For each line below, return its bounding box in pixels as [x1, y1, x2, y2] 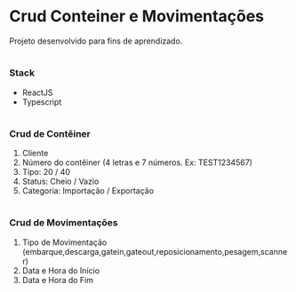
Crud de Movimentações [9, 217, 118, 229]
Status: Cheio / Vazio [21, 176, 100, 187]
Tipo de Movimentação [21, 237, 108, 248]
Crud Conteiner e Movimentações [9, 6, 265, 27]
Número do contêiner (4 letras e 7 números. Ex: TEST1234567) [21, 157, 253, 168]
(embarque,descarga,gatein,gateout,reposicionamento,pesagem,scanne [21, 246, 288, 256]
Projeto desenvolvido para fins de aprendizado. [9, 36, 183, 46]
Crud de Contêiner [9, 127, 91, 139]
